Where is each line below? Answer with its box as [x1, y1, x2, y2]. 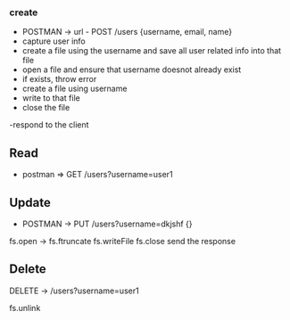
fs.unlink [9, 302, 41, 313]
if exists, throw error [21, 74, 97, 85]
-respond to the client [9, 119, 89, 130]
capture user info [21, 36, 87, 46]
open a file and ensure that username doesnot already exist [21, 64, 242, 75]
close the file [21, 103, 70, 113]
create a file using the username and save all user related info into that [21, 45, 282, 56]
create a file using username [21, 83, 128, 94]
